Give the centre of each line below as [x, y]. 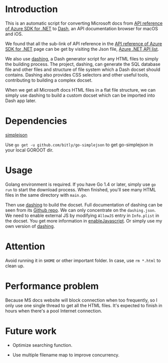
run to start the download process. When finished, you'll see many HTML [81, 189]
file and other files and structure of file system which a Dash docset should [83, 69]
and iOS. [14, 34]
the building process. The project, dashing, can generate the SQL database [83, 64]
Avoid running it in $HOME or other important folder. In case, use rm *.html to [83, 260]
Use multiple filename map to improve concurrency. [66, 355]
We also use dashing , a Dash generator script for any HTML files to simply [82, 58]
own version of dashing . [30, 226]
